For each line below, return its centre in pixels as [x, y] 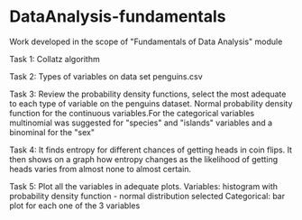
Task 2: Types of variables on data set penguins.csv [106, 76]
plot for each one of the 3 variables [75, 206]
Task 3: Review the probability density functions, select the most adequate [148, 94]
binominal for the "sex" [52, 132]
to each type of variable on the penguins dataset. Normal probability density [151, 103]
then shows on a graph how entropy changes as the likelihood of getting [144, 159]
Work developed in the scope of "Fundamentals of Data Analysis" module [146, 41]
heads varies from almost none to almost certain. [101, 169]
